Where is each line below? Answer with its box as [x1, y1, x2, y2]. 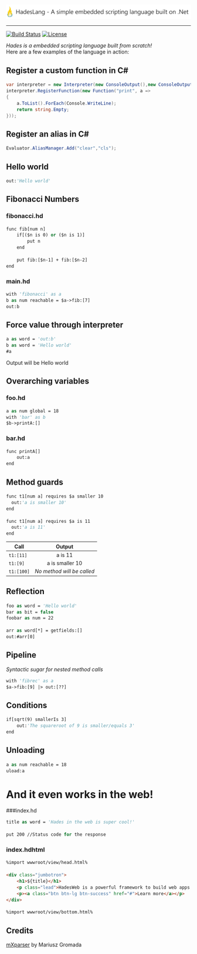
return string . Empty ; [16, 106, 69, 112]
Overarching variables [6, 376, 90, 386]
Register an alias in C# [6, 129, 89, 139]
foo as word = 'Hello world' [6, 603, 77, 609]
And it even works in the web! [6, 788, 154, 801]
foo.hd [6, 394, 26, 402]
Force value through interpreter [6, 319, 124, 330]
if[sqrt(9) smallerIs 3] [6, 716, 67, 723]
